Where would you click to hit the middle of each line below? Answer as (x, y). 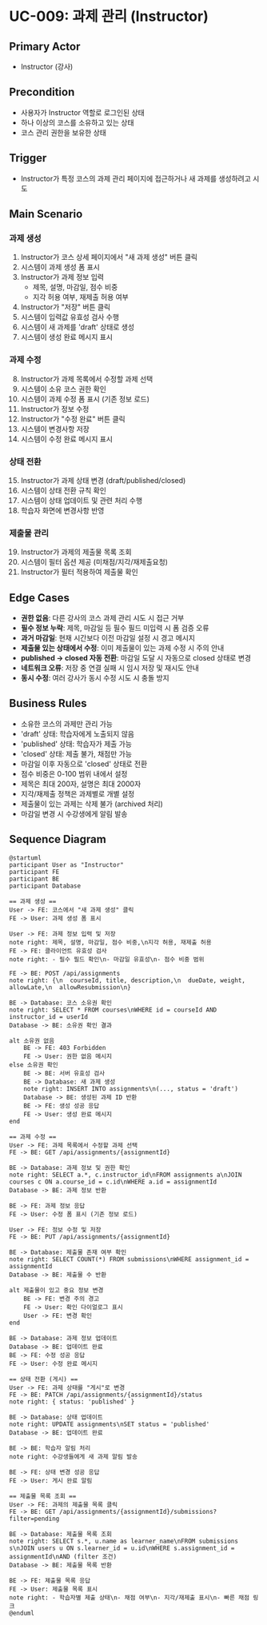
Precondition (42, 92)
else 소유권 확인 (34, 1064)
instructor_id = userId (49, 1016)
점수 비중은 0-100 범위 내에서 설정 (74, 773)
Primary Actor (45, 46)
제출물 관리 (29, 533)
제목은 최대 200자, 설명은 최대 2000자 (81, 784)
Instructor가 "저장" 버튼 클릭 (66, 307)
